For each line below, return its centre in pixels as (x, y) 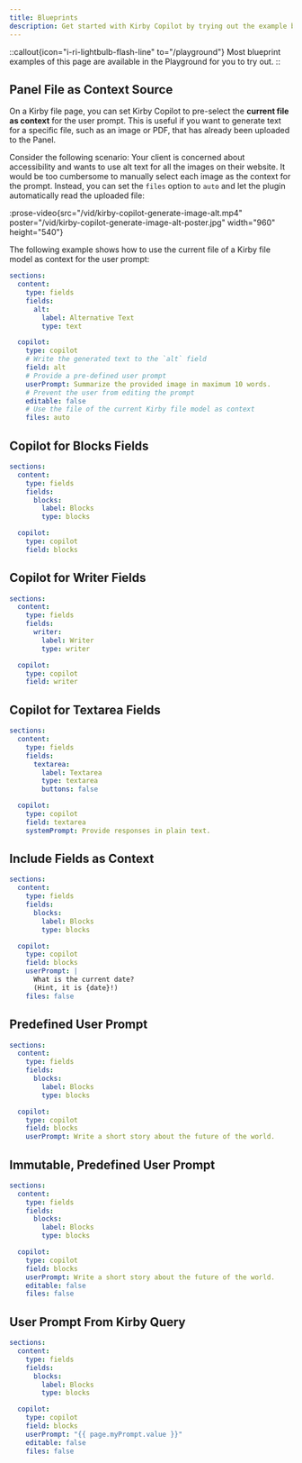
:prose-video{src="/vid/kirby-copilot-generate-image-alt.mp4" (126, 214)
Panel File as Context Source (91, 90)
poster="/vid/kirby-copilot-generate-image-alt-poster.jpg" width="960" (142, 223)
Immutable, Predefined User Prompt (112, 1164)
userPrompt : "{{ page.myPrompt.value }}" (104, 1434)
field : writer (52, 682)
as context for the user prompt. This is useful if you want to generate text (145, 121)
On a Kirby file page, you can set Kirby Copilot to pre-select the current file (149, 111)
